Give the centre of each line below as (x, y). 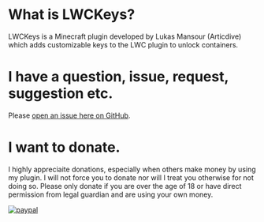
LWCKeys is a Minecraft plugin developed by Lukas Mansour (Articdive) (125, 36)
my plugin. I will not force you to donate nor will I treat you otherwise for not (131, 177)
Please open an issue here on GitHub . (69, 115)
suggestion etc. (61, 94)
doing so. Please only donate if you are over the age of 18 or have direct (125, 186)
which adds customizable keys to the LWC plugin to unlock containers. (123, 44)
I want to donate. (64, 147)
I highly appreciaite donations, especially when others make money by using (132, 169)
